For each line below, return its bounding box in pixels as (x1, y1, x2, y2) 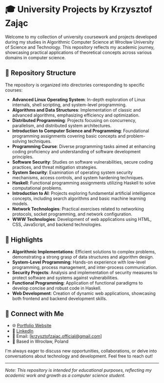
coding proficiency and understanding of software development (12, 148, 141, 154)
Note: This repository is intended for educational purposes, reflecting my (5, 367, 152, 373)
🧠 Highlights (5, 236, 43, 244)
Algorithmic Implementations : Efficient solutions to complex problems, (12, 248, 156, 255)
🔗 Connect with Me (5, 310, 64, 318)
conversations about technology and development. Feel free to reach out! (5, 353, 153, 359)
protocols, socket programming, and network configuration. (12, 211, 133, 217)
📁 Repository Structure (5, 69, 76, 77)
